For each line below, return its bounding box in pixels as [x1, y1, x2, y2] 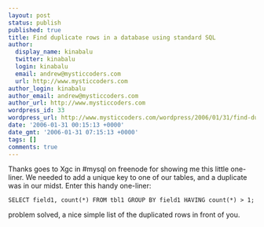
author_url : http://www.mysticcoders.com [8, 99, 146, 107]
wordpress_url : [8, 114, 58, 122]
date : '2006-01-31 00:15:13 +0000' [8, 121, 125, 129]
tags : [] [8, 135, 37, 144]
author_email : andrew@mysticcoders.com [8, 92, 139, 100]
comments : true [8, 143, 58, 151]
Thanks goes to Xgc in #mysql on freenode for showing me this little [8, 164, 229, 174]
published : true [8, 26, 61, 34]
